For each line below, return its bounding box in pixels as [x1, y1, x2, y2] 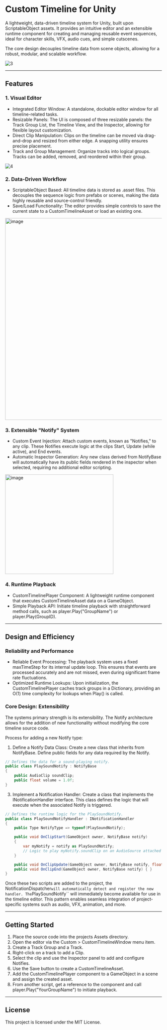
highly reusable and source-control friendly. [12, 197, 103, 203]
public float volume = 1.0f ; [14, 778, 75, 783]
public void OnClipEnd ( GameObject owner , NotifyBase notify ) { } [14, 867, 153, 872]
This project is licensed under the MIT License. [5, 1019, 101, 1025]
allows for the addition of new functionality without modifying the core [5, 720, 149, 726]
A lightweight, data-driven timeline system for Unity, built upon [5, 20, 134, 26]
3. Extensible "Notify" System [5, 427, 80, 434]
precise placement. [12, 143, 52, 149]
